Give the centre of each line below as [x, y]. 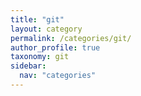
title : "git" [37, 19]
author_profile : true [55, 47]
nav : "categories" [58, 76]
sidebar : [28, 66]
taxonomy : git [40, 57]
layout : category [46, 29]
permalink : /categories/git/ [71, 38]
